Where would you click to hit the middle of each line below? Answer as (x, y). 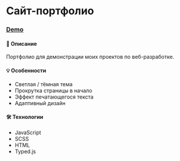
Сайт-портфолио (50, 11)
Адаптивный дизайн (40, 103)
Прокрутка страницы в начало (54, 90)
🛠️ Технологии (25, 117)
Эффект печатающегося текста (54, 97)
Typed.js (25, 151)
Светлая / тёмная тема (44, 84)
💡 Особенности (26, 70)
